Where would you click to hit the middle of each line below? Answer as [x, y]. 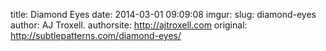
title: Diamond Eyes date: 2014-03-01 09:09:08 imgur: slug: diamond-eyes [163, 14]
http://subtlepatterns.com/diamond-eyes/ [96, 35]
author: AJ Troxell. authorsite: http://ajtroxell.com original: [129, 25]
